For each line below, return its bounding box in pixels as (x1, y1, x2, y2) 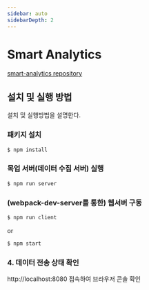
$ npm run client (7, 214, 57, 221)
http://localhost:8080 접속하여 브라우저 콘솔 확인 (7, 275, 141, 283)
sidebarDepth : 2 (7, 17, 54, 24)
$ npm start (7, 240, 41, 247)
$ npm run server (7, 180, 57, 187)
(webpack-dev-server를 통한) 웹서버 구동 (7, 198, 143, 207)
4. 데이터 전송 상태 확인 (7, 257, 79, 267)
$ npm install (7, 146, 48, 153)
